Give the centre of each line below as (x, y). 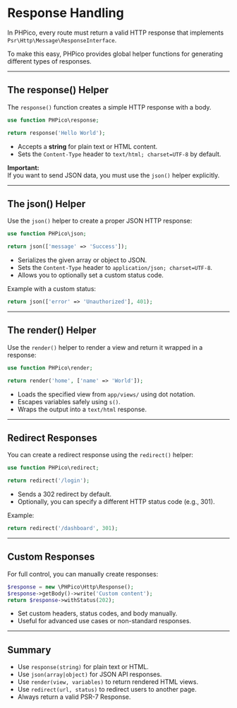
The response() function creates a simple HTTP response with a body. (109, 107)
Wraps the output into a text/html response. (82, 409)
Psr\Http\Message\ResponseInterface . (62, 40)
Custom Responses (51, 557)
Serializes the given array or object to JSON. (82, 260)
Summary (29, 650)
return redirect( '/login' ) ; (49, 481)
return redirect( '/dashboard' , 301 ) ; (63, 529)
